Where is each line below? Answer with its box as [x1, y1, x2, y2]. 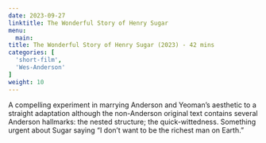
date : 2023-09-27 [8, 11, 66, 20]
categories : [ [8, 48, 56, 56]
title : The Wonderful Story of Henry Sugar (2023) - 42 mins [8, 41, 215, 49]
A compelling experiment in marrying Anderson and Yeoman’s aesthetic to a [8, 100, 256, 110]
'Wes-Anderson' [15, 64, 66, 71]
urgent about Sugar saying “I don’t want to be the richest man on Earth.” [8, 125, 245, 135]
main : [15, 33, 34, 42]
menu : [8, 26, 26, 34]
